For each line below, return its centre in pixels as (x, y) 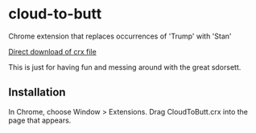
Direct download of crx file (52, 51)
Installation (37, 93)
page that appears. (40, 120)
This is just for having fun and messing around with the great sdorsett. (125, 67)
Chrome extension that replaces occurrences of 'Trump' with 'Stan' (120, 36)
